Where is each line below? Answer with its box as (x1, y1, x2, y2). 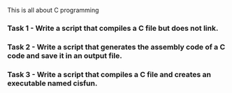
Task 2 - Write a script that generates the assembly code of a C (7, 42, 226, 52)
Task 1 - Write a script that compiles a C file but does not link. (7, 23, 219, 33)
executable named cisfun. (7, 78, 98, 88)
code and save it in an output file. (7, 50, 122, 60)
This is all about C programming (7, 6, 99, 14)
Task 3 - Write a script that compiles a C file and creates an (7, 69, 212, 79)
